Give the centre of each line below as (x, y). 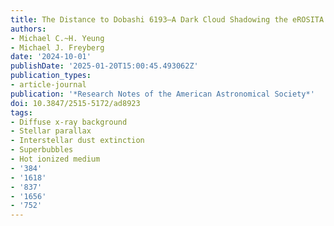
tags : (21, 112)
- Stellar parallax (51, 131)
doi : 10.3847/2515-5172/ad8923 (75, 103)
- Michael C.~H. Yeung (57, 38)
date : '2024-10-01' (51, 57)
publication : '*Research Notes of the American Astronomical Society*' (162, 94)
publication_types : (51, 76)
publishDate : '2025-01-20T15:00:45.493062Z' (104, 66)
